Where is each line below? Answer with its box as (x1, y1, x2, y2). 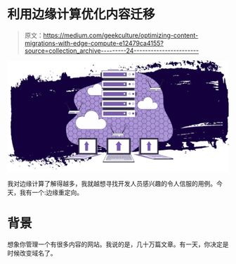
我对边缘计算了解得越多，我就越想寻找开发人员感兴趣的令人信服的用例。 (7, 179, 216, 187)
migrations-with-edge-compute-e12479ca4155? (24, 39, 164, 47)
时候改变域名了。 (7, 249, 57, 257)
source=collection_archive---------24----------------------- (24, 46, 199, 55)
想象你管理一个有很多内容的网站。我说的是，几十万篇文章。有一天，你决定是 (7, 240, 229, 249)
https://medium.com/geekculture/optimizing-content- (43, 31, 199, 39)
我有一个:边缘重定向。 (19, 188, 84, 196)
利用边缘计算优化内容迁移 (7, 6, 156, 23)
